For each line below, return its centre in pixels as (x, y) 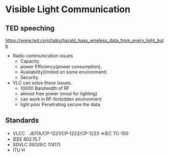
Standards (22, 121)
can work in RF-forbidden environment (61, 99)
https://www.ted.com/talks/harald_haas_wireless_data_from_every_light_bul (84, 40)
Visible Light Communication (68, 9)
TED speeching (30, 28)
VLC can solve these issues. (42, 83)
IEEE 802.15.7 (26, 139)
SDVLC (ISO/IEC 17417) (37, 144)
